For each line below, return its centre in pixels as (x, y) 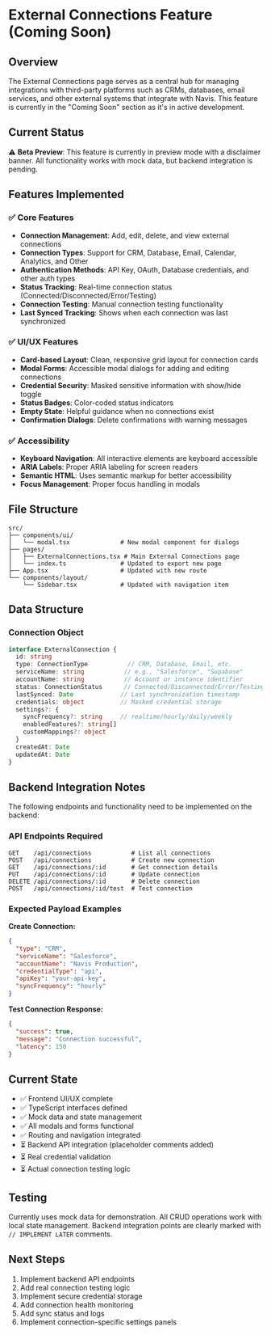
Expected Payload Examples (65, 909)
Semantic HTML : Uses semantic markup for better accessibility (126, 475)
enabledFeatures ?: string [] (70, 725)
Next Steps (37, 1259)
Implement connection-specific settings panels (98, 1322)
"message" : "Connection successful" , (79, 1039)
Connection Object (46, 632)
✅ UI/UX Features (44, 342)
